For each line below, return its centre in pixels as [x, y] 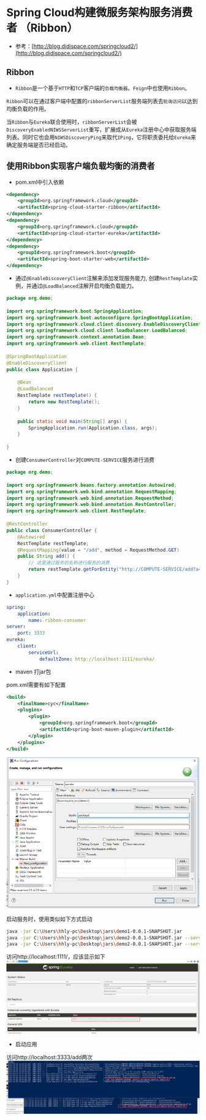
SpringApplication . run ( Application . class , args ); [93, 428]
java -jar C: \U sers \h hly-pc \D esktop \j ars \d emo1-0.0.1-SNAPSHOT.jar [94, 931]
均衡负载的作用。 [28, 109]
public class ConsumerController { [52, 530]
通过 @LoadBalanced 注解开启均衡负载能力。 [84, 286]
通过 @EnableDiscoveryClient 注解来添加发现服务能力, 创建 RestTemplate [104, 278]
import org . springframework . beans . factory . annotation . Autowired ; [91, 485]
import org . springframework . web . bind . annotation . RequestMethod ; [90, 498]
